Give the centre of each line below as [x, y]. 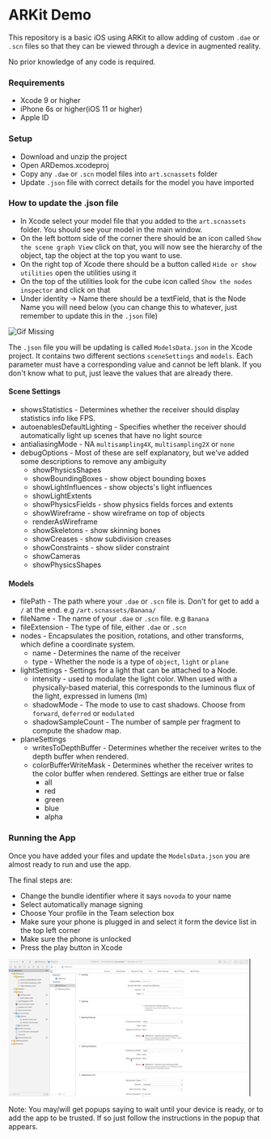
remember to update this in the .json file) [89, 316]
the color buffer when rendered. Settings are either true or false [138, 774]
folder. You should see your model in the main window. [111, 230]
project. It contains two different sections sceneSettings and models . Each [131, 355]
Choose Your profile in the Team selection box [97, 913]
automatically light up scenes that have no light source [111, 436]
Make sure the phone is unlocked [76, 939]
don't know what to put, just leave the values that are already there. [121, 373]
